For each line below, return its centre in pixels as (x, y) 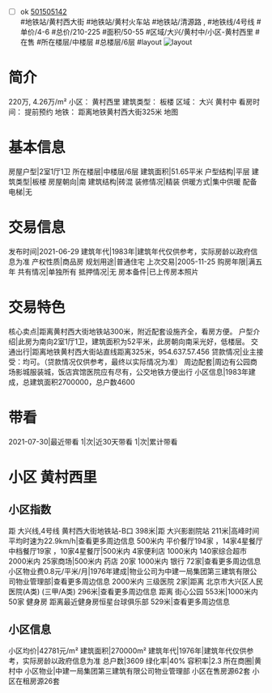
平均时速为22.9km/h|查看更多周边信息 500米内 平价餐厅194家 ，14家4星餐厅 (136, 541)
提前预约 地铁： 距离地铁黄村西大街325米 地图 (101, 112)
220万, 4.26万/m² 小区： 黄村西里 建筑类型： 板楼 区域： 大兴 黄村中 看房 (131, 102)
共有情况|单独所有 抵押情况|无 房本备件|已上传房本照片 (108, 271)
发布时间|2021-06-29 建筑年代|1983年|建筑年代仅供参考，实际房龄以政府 (130, 251)
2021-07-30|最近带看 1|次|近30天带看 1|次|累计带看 (93, 441)
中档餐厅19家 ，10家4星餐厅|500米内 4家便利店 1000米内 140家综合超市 (128, 551)
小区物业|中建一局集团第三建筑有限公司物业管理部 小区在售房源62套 (137, 670)
